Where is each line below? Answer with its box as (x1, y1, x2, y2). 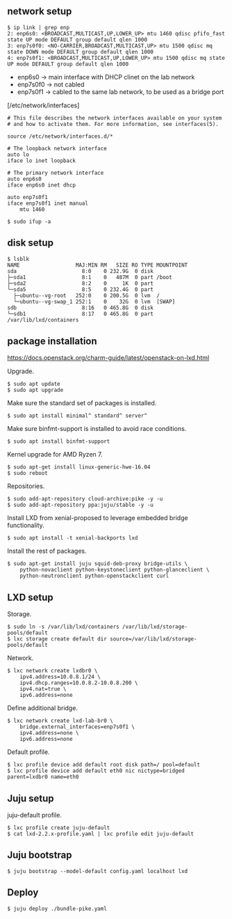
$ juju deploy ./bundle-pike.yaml (7, 905, 108, 912)
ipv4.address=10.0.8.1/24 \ (19, 673, 101, 681)
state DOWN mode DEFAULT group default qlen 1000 (7, 48, 154, 55)
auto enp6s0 (7, 175, 42, 182)
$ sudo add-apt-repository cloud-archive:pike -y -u (7, 496, 163, 503)
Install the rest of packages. (7, 547, 87, 556)
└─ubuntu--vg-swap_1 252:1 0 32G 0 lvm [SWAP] (13, 298, 176, 305)
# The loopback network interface (7, 145, 108, 152)
